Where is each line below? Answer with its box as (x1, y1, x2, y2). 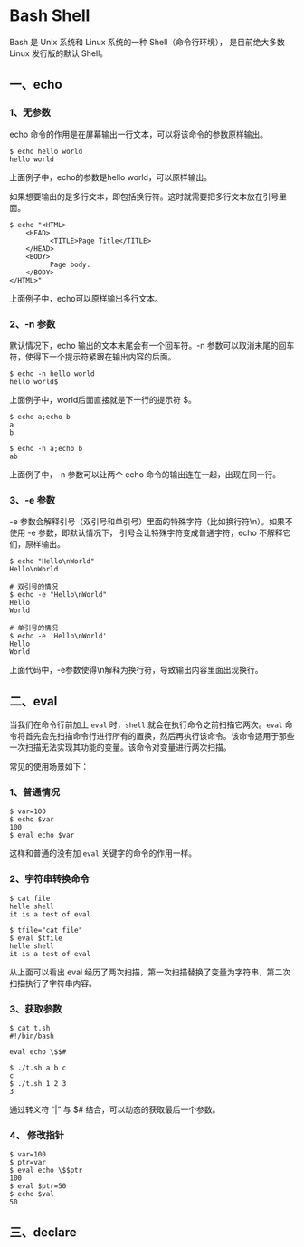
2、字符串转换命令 (9, 873, 90, 886)
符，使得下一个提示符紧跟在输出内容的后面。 (9, 350, 176, 362)
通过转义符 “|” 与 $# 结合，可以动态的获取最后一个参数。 (9, 1104, 221, 1115)
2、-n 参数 (9, 318, 56, 331)
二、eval (9, 694, 58, 709)
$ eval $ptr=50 (9, 1182, 67, 1191)
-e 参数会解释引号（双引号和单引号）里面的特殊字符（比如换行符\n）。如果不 (9, 516, 293, 527)
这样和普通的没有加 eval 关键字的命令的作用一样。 (9, 848, 197, 859)
